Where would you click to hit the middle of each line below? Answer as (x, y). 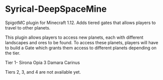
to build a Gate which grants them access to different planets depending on (81, 48)
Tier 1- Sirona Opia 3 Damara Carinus (42, 62)
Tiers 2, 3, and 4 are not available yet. (43, 72)
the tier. (13, 53)
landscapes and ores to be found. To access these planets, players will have (82, 42)
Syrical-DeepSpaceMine (56, 9)
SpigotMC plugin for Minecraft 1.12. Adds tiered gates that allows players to (81, 23)
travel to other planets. (28, 27)
